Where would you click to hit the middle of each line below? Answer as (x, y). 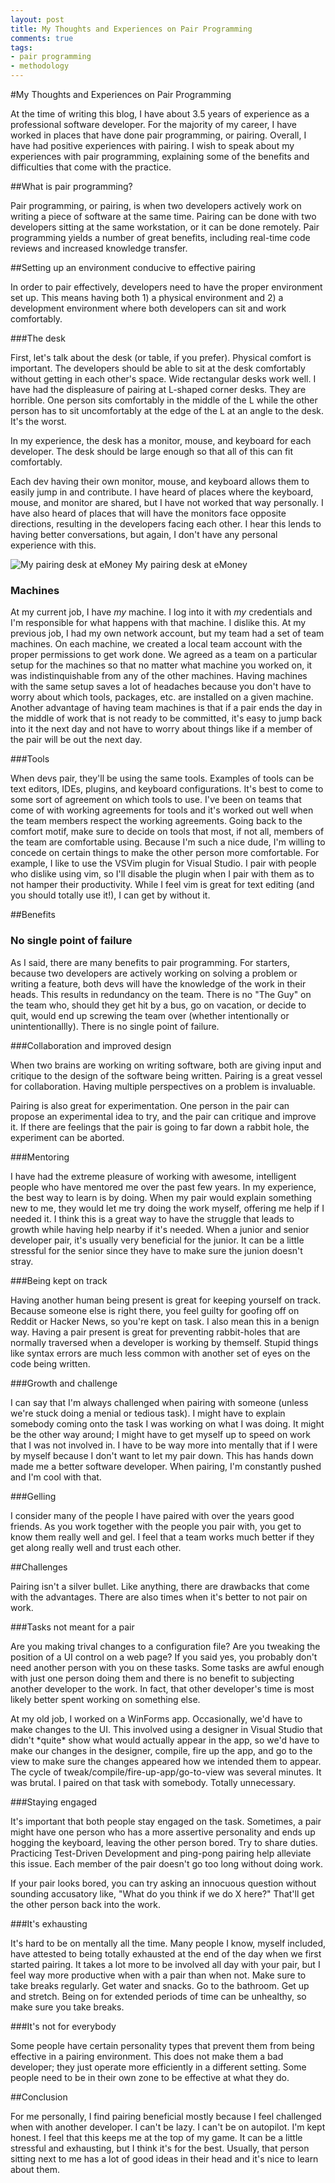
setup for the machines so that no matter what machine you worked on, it (161, 665)
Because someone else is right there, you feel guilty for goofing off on (155, 1310)
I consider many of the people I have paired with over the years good (152, 1515)
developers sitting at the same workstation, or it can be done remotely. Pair (165, 227)
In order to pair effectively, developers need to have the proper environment (166, 287)
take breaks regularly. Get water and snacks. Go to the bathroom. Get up (160, 1985)
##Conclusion (39, 2097)
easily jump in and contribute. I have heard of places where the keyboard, (162, 492)
